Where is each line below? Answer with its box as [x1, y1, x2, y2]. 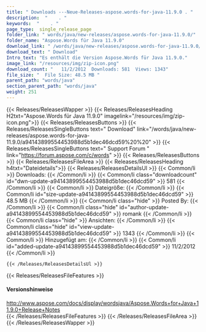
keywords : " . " [6, 20, 59, 26]
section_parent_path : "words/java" [6, 83, 97, 90]
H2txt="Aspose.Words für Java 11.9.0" [6, 112, 103, 120]
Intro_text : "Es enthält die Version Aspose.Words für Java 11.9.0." [6, 55, 188, 61]
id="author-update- [119, 203, 169, 210]
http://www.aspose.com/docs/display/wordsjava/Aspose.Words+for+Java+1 [6, 299, 199, 307]
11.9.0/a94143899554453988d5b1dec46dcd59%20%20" [6, 138, 151, 145]
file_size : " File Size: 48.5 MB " [6, 72, 100, 78]
